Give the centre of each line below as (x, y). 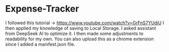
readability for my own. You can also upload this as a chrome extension (80, 39)
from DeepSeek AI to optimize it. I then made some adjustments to (74, 33)
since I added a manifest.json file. (40, 44)
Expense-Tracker (42, 9)
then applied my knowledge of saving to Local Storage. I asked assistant (81, 28)
